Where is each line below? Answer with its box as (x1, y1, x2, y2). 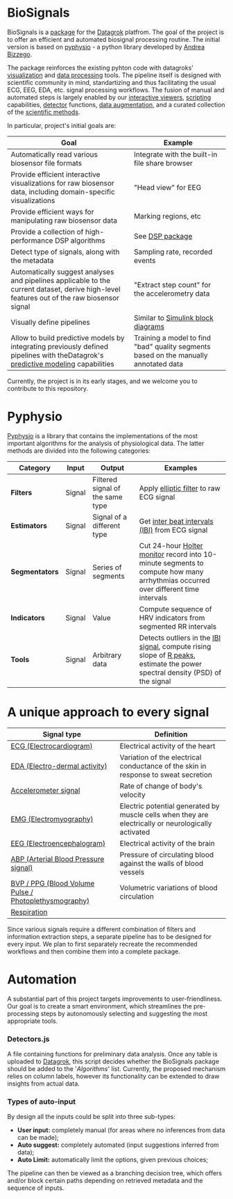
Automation (7, 972, 77, 987)
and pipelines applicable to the (10, 275, 111, 285)
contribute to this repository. (7, 384, 89, 392)
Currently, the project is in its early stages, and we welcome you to (7, 377, 198, 385)
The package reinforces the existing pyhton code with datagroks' (7, 63, 194, 72)
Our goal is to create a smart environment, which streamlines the (7, 1001, 192, 1010)
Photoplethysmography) (10, 896, 90, 906)
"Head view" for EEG (134, 182, 202, 192)
